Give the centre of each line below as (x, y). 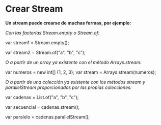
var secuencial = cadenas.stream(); (43, 107)
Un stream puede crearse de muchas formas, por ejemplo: (68, 23)
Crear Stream (34, 9)
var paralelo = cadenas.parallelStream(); (48, 117)
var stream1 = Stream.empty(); (37, 42)
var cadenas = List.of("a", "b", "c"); (42, 97)
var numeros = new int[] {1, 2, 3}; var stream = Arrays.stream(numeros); (81, 72)
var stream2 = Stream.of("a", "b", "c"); (45, 52)
